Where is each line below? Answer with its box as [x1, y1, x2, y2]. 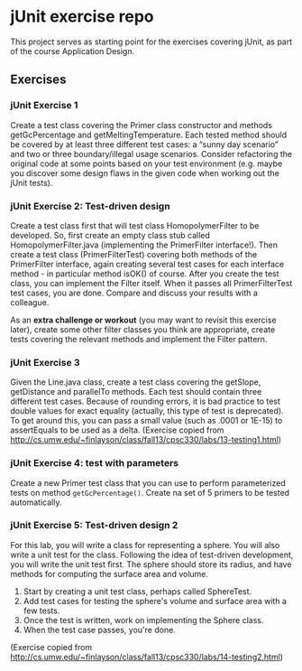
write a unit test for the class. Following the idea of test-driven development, [10, 549, 294, 560]
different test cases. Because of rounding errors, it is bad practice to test [10, 396, 280, 407]
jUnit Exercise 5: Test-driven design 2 [10, 519, 178, 532]
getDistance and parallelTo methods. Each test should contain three [10, 387, 262, 397]
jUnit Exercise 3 [10, 356, 80, 368]
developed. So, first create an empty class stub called [10, 229, 211, 240]
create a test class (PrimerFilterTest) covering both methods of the [10, 248, 258, 259]
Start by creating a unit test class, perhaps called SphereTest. [23, 585, 252, 597]
